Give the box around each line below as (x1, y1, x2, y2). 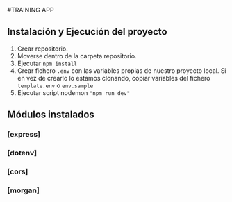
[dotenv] (7, 149, 37, 158)
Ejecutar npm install (17, 59, 78, 67)
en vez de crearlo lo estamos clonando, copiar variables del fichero (17, 74, 210, 82)
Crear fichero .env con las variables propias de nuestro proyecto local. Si (17, 66, 227, 75)
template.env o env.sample (17, 81, 94, 90)
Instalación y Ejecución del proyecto (7, 26, 168, 37)
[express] (7, 130, 40, 140)
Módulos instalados (7, 109, 95, 121)
